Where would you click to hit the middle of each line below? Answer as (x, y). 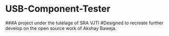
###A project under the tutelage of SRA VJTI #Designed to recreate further (84, 23)
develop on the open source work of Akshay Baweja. (61, 28)
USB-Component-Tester (58, 9)
